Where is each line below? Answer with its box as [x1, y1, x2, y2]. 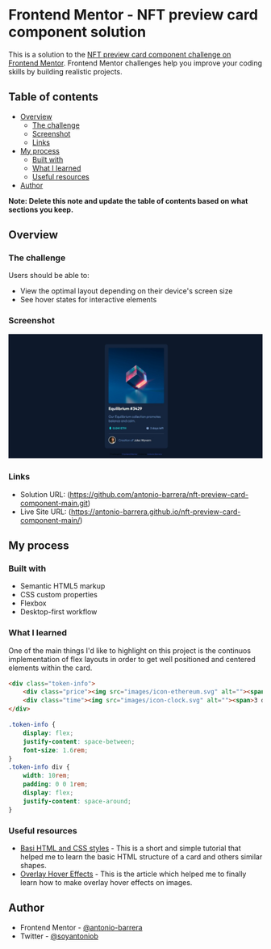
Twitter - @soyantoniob [19, 931, 99, 941]
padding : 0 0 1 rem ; [23, 780, 89, 789]
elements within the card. [8, 663, 93, 673]
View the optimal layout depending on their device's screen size [19, 286, 233, 296]
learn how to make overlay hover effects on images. [19, 878, 193, 888]
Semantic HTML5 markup [19, 581, 106, 591]
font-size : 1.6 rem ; [23, 746, 89, 754]
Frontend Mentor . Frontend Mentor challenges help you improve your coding [8, 58, 263, 68]
